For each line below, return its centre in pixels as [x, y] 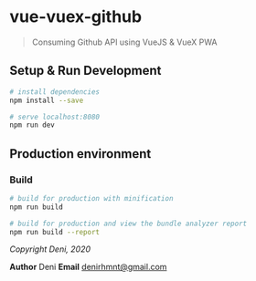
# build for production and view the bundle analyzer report [128, 224]
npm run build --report [55, 232]
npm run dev [32, 125]
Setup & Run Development [85, 71]
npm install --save [47, 100]
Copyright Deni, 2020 [50, 249]
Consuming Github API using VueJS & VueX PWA [124, 42]
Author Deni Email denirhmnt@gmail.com [88, 267]
